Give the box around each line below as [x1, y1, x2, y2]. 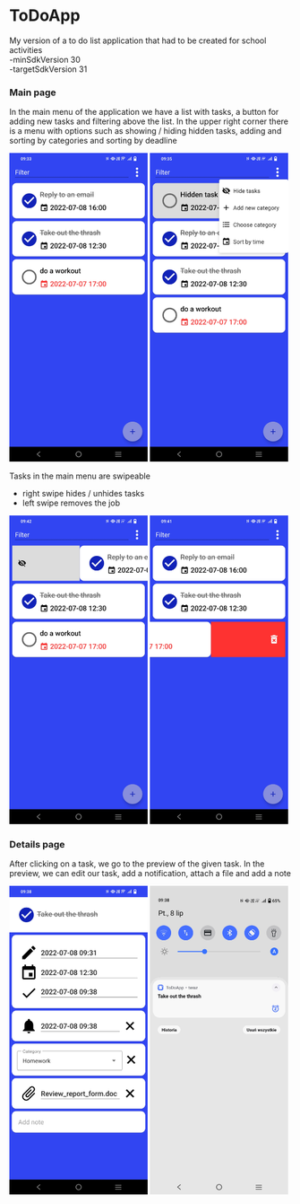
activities [9, 44, 43, 55]
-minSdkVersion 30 [9, 54, 81, 65]
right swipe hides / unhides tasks [21, 488, 145, 498]
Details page [9, 838, 65, 850]
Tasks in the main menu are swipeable [9, 470, 150, 481]
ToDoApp [9, 5, 81, 26]
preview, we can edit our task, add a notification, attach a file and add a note [9, 868, 291, 878]
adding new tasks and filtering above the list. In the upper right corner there [9, 116, 289, 127]
